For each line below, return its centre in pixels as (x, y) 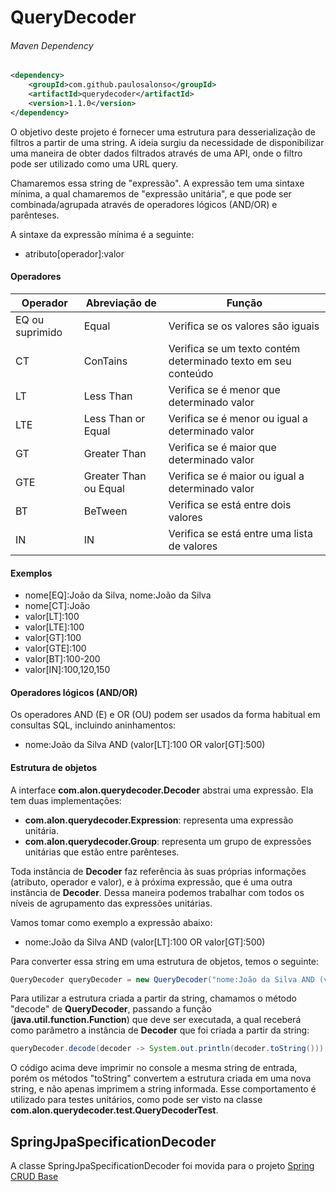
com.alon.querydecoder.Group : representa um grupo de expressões (168, 841)
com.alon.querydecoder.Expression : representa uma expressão (159, 820)
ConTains (105, 361)
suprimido (39, 332)
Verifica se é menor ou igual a (238, 418)
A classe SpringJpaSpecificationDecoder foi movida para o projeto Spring (162, 1166)
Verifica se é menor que (224, 389)
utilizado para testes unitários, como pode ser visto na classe (136, 1100)
